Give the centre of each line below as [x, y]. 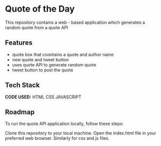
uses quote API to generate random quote [54, 65]
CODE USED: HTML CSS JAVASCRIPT [43, 97]
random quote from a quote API [37, 27]
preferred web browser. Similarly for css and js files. [57, 138]
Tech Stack [22, 85]
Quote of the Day [40, 9]
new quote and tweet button [40, 60]
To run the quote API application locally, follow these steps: [64, 124]
